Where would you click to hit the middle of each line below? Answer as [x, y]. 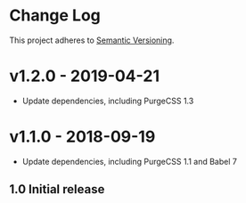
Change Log [55, 16]
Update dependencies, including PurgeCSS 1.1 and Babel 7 [130, 161]
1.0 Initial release [57, 189]
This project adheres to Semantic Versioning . [92, 40]
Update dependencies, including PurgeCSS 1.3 [108, 101]
